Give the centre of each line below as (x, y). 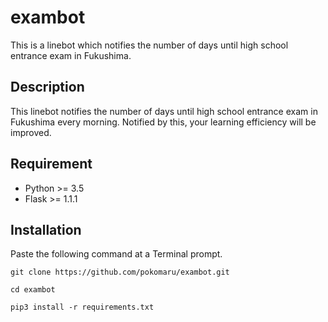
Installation (46, 229)
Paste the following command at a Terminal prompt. (116, 254)
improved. (31, 132)
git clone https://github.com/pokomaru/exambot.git (120, 272)
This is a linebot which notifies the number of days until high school (149, 45)
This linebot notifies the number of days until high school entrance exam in (164, 111)
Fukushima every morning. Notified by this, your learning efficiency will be (163, 122)
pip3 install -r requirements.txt (82, 307)
